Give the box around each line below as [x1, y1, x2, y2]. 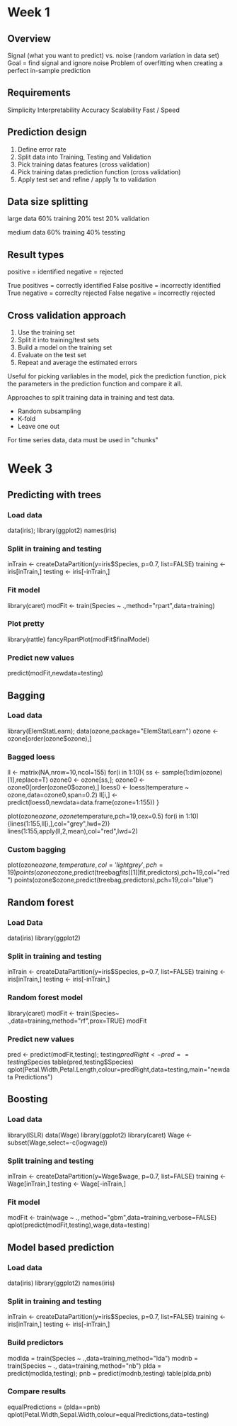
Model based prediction [7, 1241, 115, 1253]
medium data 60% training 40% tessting [7, 228, 126, 237]
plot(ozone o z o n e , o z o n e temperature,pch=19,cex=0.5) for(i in [7, 812, 185, 821]
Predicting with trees [7, 488, 101, 500]
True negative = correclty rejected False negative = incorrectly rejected [7, 288, 216, 298]
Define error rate [17, 145, 67, 153]
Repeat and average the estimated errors [17, 359, 138, 367]
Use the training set [17, 328, 76, 337]
